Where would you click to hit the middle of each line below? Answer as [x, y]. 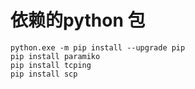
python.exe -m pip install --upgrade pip [98, 47]
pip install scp [44, 74]
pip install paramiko [55, 56]
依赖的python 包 [78, 20]
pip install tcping [51, 65]
